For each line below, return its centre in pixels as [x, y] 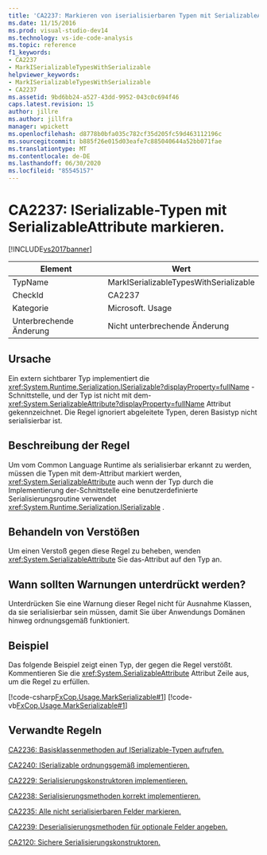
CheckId [28, 295]
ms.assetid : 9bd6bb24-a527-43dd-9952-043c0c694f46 [94, 97]
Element [56, 269]
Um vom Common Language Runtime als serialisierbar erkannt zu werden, [130, 464]
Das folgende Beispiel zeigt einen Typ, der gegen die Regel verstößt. [120, 665]
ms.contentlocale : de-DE [49, 156]
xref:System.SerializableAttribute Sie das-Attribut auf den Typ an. [115, 560]
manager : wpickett [39, 126]
